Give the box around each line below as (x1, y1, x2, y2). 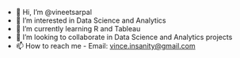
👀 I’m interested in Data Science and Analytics (15, 16, 166, 25)
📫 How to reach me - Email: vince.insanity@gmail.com (15, 42, 196, 50)
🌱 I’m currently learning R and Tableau (15, 24, 141, 33)
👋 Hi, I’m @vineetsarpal (15, 8, 93, 16)
